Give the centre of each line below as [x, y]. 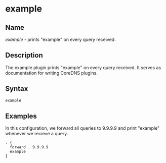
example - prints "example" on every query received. [60, 39]
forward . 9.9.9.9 [29, 147]
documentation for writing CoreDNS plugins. [51, 73]
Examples [21, 116]
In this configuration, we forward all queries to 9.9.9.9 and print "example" [82, 128]
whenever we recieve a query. [37, 134]
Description [24, 55]
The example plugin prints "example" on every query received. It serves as [83, 67]
